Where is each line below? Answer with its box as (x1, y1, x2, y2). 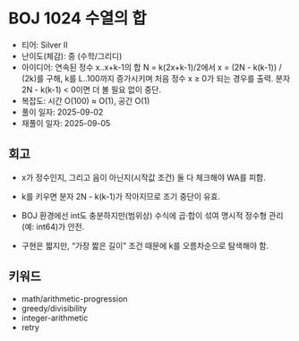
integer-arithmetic (21, 312, 89, 323)
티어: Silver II (21, 39, 68, 50)
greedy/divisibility (21, 303, 87, 313)
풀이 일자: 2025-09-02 (21, 107, 104, 117)
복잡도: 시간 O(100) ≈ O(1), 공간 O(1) (21, 95, 150, 106)
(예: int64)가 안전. (21, 221, 85, 232)
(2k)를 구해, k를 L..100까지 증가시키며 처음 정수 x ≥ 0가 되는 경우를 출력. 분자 (21, 72, 291, 83)
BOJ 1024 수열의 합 (8, 8, 147, 29)
